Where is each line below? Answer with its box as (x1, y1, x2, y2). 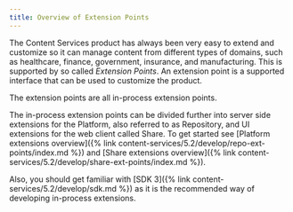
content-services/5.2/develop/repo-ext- (118, 137, 265, 148)
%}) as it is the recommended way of (118, 183, 256, 193)
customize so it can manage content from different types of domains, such (9, 46, 283, 58)
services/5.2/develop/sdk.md (9, 183, 118, 193)
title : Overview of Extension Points (9, 12, 150, 22)
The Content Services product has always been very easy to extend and (9, 37, 274, 48)
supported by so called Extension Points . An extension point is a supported (9, 66, 285, 76)
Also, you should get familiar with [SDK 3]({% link (9, 174, 191, 185)
